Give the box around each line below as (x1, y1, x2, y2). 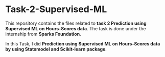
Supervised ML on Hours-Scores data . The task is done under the (5, 25, 146, 31)
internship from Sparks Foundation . (5, 31, 81, 37)
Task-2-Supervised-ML (5, 4, 107, 15)
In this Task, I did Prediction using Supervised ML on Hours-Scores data (5, 40, 160, 46)
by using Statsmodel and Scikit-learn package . (5, 46, 107, 52)
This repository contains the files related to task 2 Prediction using (5, 20, 147, 26)
